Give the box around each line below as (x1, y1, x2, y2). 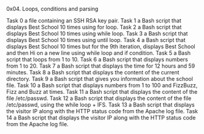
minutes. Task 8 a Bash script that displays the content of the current (6, 69, 180, 76)
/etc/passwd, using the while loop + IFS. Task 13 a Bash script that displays (6, 101, 195, 108)
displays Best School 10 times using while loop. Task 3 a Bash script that (6, 30, 188, 37)
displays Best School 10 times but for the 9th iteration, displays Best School (6, 43, 195, 50)
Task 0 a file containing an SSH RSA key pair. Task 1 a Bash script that (6, 17, 181, 24)
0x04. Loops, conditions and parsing (6, 5, 99, 12)
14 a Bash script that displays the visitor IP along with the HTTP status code (6, 114, 196, 121)
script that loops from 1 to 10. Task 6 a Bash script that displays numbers (6, 56, 188, 63)
